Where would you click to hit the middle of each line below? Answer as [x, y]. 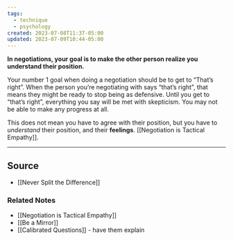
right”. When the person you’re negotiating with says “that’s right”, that [107, 87]
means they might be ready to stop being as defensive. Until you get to [109, 95]
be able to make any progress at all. [58, 109]
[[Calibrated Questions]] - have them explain [81, 230]
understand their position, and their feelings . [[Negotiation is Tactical [106, 130]
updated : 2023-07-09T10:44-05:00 [55, 39]
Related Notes [32, 200]
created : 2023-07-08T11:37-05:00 [55, 33]
